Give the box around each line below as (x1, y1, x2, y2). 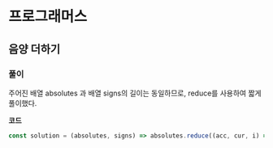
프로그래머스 (8, 7, 88, 26)
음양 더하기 (8, 42, 61, 56)
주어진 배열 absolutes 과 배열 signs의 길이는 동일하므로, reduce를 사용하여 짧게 (8, 88, 262, 98)
